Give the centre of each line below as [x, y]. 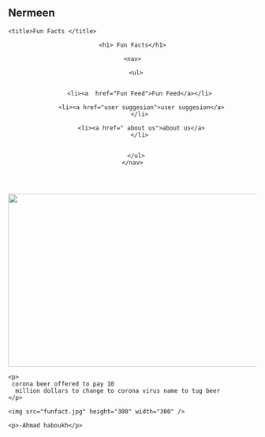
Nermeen [32, 13]
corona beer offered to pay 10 [63, 384]
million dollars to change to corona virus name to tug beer [118, 390]
